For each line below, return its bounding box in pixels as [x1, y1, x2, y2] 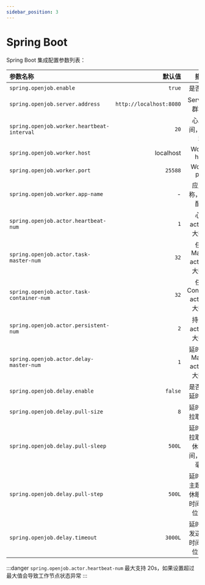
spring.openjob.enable [9, 84, 75, 92]
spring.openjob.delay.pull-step [9, 490, 104, 498]
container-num [9, 294, 51, 301]
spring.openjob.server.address [9, 100, 101, 107]
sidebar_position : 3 [6, 9, 59, 15]
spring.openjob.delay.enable [9, 387, 94, 394]
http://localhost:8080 [115, 100, 181, 107]
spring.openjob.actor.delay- [9, 355, 94, 362]
